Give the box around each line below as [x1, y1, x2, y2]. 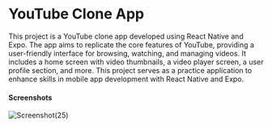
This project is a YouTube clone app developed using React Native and [8, 31, 244, 41]
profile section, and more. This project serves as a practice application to [8, 65, 253, 75]
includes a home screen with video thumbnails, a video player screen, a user [8, 57, 264, 67]
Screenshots [8, 92, 53, 102]
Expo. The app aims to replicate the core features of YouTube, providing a [8, 39, 255, 49]
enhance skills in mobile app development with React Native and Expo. [8, 74, 244, 84]
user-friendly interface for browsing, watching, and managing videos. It [8, 48, 247, 58]
